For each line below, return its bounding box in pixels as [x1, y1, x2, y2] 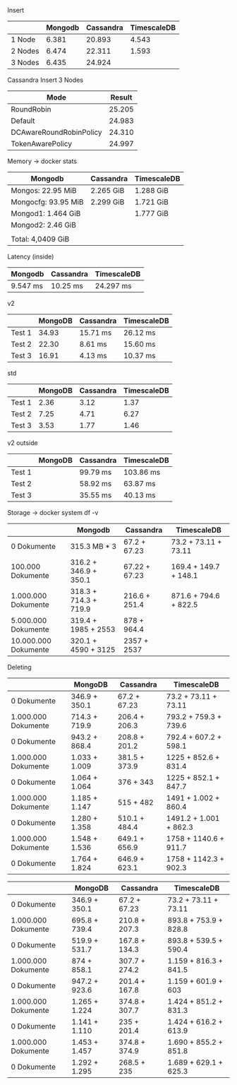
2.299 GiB [90, 197, 125, 207]
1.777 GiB [134, 208, 169, 218]
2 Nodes [11, 46, 39, 56]
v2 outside [7, 439, 38, 447]
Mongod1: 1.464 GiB [11, 208, 81, 218]
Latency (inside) [7, 252, 54, 261]
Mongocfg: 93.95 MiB [11, 197, 84, 207]
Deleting [7, 663, 32, 671]
